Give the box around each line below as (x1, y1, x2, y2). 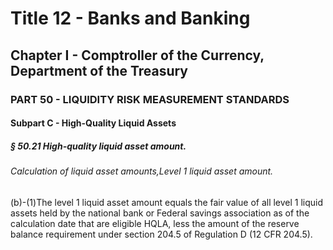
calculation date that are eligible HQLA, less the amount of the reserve (10, 217, 300, 229)
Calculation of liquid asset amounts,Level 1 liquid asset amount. (10, 165, 274, 177)
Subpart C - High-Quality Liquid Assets (10, 117, 177, 129)
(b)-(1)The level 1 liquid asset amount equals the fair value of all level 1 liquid (10, 196, 324, 208)
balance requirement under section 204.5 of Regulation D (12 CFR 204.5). (10, 228, 313, 240)
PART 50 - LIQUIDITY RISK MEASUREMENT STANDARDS (10, 92, 290, 106)
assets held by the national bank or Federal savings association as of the (10, 207, 310, 219)
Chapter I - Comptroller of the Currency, (10, 47, 265, 64)
